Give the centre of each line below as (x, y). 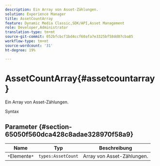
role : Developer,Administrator (37, 28)
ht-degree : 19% (20, 50)
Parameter (21, 127)
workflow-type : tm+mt (27, 41)
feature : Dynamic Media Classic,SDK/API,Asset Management (65, 23)
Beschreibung (116, 148)
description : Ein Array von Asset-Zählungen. (52, 9)
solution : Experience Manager (36, 14)
